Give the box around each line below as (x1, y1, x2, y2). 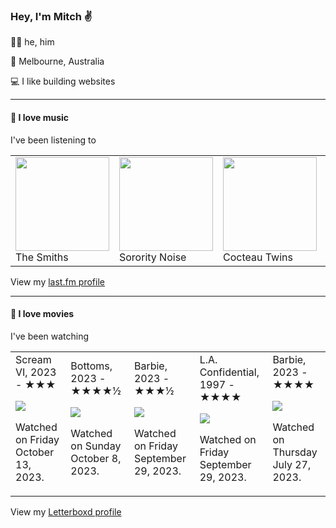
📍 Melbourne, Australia (10, 55, 105, 68)
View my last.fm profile (10, 275, 105, 288)
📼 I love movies (10, 308, 75, 320)
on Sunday (70, 439, 122, 453)
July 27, (272, 457, 312, 471)
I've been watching (10, 330, 90, 342)
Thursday (272, 445, 318, 459)
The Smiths (15, 250, 69, 264)
